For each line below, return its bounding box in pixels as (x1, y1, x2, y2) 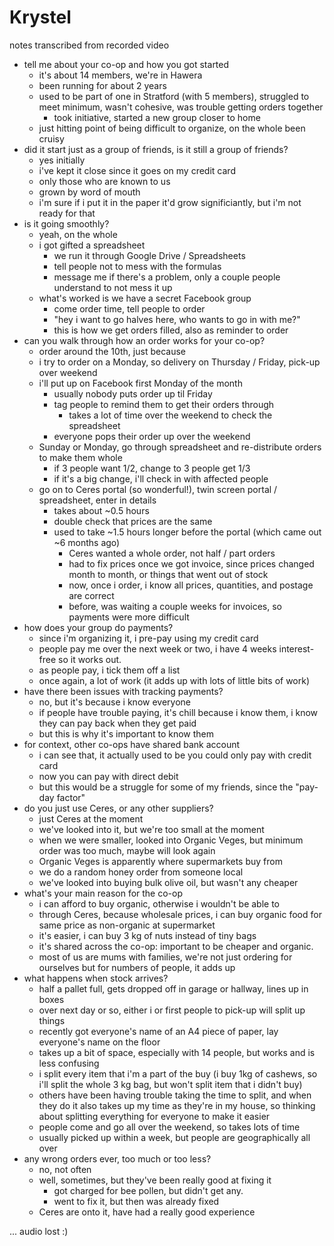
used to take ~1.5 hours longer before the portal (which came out (53, 526, 322, 538)
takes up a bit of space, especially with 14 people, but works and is (38, 1046, 316, 1058)
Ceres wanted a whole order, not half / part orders (68, 547, 276, 559)
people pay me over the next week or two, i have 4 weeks (38, 642, 277, 655)
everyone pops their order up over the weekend (53, 430, 251, 442)
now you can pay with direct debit (38, 770, 179, 782)
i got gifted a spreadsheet (38, 239, 146, 251)
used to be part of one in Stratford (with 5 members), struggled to (38, 90, 310, 102)
